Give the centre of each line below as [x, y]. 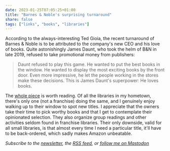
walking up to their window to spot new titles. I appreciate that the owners [82, 106]
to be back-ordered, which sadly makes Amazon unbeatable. [69, 134]
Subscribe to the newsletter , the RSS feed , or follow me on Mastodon [77, 143]
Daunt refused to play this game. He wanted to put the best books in [89, 64]
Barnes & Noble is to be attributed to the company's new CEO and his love [83, 44]
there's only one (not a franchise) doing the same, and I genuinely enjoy [80, 101]
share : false [19, 19]
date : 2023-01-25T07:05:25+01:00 [40, 10]
